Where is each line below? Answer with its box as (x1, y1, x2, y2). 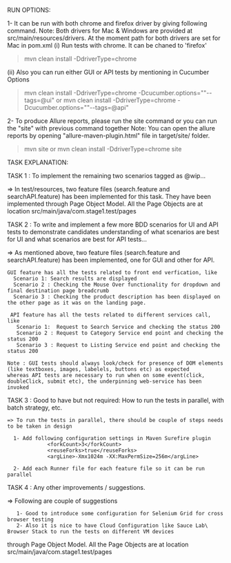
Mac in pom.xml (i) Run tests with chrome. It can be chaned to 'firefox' (7, 41, 207, 49)
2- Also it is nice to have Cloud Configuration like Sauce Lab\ (16, 522, 208, 529)
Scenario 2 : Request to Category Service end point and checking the (16, 330, 224, 336)
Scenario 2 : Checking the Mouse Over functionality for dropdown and (13, 281, 221, 288)
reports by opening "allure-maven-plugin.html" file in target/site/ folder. (7, 131, 210, 140)
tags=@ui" (23, 96, 55, 104)
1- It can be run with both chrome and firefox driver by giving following (7, 19, 208, 27)
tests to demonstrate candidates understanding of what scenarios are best (7, 228, 219, 236)
